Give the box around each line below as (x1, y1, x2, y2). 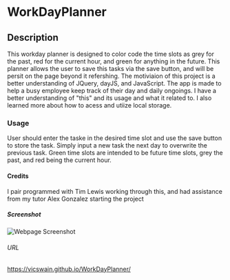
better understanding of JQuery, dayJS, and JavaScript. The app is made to (7, 79, 222, 87)
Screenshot (7, 210, 41, 219)
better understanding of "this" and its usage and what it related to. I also (7, 94, 212, 102)
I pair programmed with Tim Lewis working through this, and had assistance (7, 187, 222, 195)
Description (7, 32, 59, 43)
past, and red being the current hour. (7, 156, 112, 164)
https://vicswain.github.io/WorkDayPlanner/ (7, 265, 131, 273)
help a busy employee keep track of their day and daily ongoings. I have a (7, 87, 217, 94)
